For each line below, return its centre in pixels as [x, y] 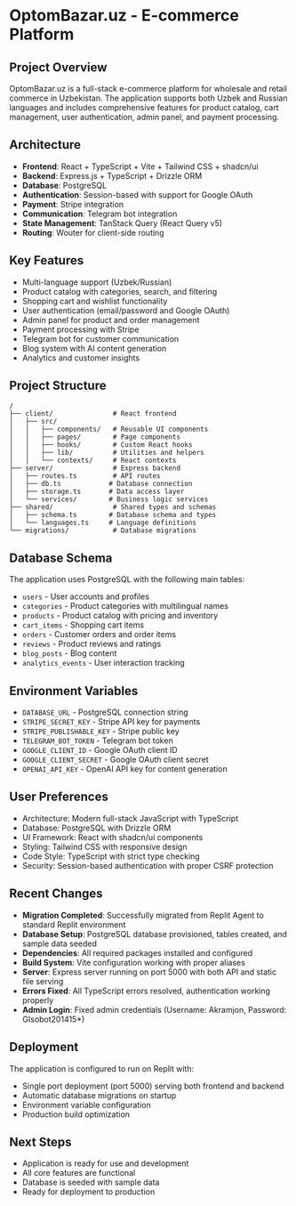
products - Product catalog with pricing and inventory [120, 616]
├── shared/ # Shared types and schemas [113, 507]
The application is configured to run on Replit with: [102, 1068]
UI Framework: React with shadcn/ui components [112, 837]
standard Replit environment [74, 924]
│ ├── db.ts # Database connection [101, 484]
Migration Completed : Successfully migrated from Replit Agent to [143, 915]
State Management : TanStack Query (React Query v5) [122, 223]
